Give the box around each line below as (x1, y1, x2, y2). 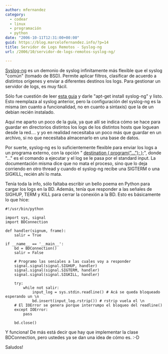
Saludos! (5, 344, 24, 350)
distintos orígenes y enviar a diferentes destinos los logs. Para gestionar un (5, 78, 161, 84)
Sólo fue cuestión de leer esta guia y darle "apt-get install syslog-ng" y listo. (5, 93, 163, 99)
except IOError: (14, 307, 49, 312)
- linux (10, 21, 26, 27)
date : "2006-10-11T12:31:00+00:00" (5, 36, 80, 41)
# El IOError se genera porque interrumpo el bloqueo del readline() (14, 302, 163, 308)
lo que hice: (5, 196, 30, 203)
